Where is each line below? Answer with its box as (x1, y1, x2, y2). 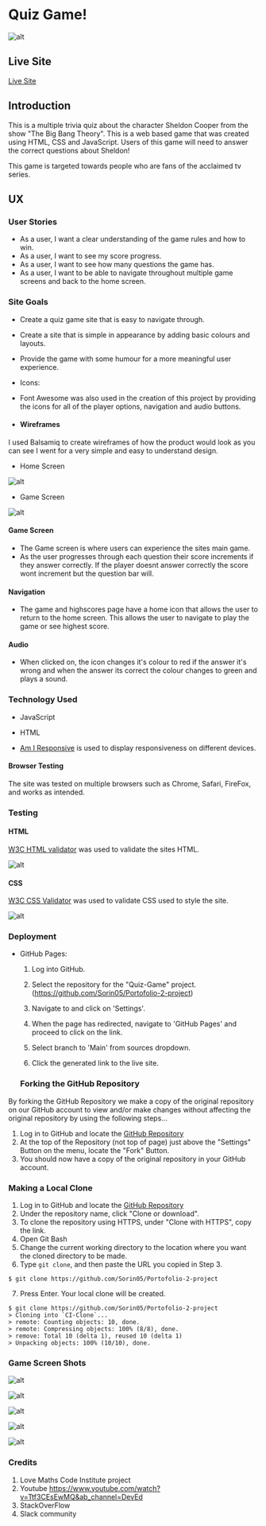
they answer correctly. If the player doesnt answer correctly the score (19, 560, 249, 569)
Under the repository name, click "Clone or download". (19, 1209, 200, 1218)
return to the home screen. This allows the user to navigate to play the (19, 613, 250, 623)
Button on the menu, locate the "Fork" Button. (19, 1145, 170, 1155)
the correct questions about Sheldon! (8, 146, 130, 155)
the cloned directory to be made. (19, 1251, 128, 1261)
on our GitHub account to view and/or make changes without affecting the (8, 1105, 252, 1114)
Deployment (8, 931, 57, 942)
